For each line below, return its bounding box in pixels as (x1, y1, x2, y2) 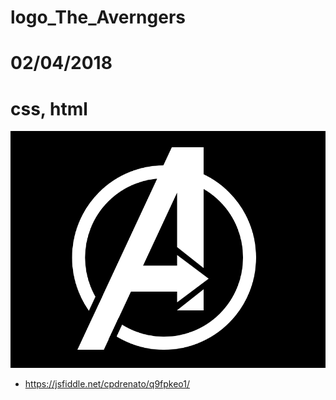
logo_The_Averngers (10, 6, 186, 29)
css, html (10, 97, 88, 120)
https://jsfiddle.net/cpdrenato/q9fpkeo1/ (24, 378, 191, 390)
